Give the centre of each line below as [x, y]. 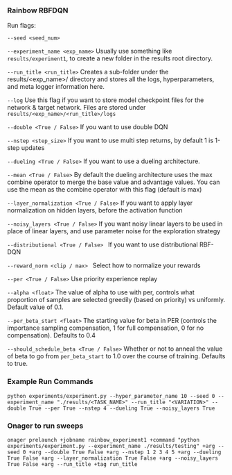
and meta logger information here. [56, 87]
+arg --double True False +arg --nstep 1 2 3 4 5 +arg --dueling [125, 452]
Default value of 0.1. [35, 307]
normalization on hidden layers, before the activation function [95, 210]
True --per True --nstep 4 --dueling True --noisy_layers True [122, 408]
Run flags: [21, 26]
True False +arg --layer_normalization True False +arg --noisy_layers [113, 458]
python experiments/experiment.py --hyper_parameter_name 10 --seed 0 [111, 396]
